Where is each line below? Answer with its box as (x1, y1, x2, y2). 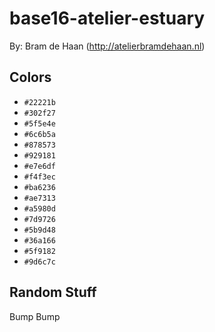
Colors (9, 69, 52, 86)
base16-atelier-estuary (9, 7, 206, 30)
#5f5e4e (23, 118, 56, 129)
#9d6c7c (23, 257, 56, 267)
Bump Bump (9, 310, 61, 322)
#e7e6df (23, 161, 56, 171)
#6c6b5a (23, 129, 56, 139)
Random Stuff (9, 284, 97, 301)
